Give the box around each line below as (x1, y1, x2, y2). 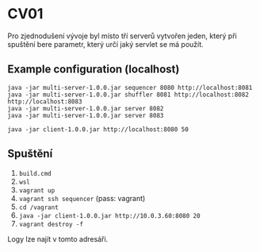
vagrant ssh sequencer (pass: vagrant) (18, 193, 146, 203)
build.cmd (18, 169, 52, 177)
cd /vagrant (18, 204, 59, 211)
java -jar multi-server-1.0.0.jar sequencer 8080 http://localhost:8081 (7, 83, 253, 91)
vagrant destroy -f (18, 220, 84, 228)
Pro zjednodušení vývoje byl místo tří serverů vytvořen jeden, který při (7, 31, 237, 41)
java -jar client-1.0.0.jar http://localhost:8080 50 (7, 125, 189, 134)
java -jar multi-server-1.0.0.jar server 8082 (7, 104, 164, 112)
